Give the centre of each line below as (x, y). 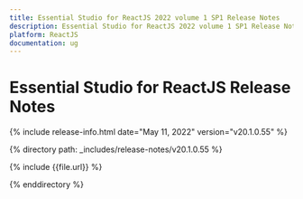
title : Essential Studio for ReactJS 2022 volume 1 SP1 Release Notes (145, 18)
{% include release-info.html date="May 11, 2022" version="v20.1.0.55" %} (149, 132)
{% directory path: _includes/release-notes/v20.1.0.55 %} (116, 149)
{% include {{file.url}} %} (56, 167)
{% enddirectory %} (46, 185)
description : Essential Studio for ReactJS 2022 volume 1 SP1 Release (145, 26)
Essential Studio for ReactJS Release (150, 88)
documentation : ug (44, 43)
